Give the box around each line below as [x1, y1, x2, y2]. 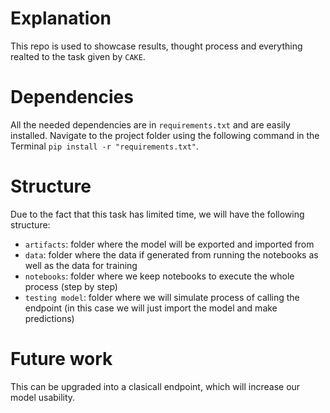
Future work [10, 348, 113, 370]
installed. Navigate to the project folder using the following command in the [10, 129, 320, 141]
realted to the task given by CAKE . [10, 50, 146, 62]
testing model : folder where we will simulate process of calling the [24, 291, 300, 303]
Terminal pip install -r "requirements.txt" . [10, 140, 200, 152]
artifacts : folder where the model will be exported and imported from [24, 238, 315, 250]
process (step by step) [24, 280, 118, 292]
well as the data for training [24, 259, 138, 271]
